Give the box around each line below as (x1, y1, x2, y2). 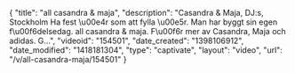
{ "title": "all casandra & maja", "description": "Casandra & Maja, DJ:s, (9, 8, 264, 18)
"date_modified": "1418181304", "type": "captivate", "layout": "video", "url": (9, 45, 283, 55)
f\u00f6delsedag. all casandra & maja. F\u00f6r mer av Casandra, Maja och (9, 26, 286, 36)
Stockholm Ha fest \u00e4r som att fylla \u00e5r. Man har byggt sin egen (9, 17, 278, 27)
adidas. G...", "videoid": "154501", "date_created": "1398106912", (9, 35, 244, 46)
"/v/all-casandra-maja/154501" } (9, 55, 127, 64)
